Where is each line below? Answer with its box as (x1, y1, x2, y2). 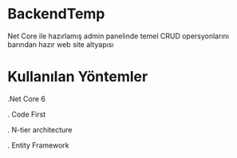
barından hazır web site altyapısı (7, 39, 114, 49)
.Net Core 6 (7, 93, 45, 104)
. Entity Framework (7, 140, 69, 150)
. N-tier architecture (7, 124, 73, 134)
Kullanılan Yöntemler (7, 68, 148, 86)
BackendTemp (7, 5, 105, 23)
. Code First (7, 109, 46, 119)
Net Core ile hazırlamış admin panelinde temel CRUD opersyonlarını (7, 31, 229, 41)
